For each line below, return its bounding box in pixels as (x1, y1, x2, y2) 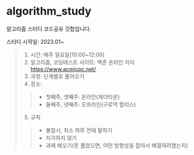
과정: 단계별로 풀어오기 (30, 72, 85, 80)
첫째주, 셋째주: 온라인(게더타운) (45, 93, 120, 100)
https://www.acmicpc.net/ (30, 65, 96, 72)
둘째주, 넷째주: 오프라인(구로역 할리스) (45, 100, 136, 108)
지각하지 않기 (45, 134, 77, 141)
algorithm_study (6, 4, 92, 18)
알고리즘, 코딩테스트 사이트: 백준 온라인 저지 (30, 58, 135, 66)
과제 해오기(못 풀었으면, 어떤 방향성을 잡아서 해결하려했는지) (45, 142, 189, 149)
